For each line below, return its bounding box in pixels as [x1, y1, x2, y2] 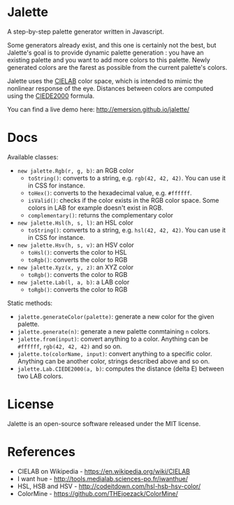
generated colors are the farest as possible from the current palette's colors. [7, 63, 228, 71]
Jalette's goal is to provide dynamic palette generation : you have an [7, 48, 204, 57]
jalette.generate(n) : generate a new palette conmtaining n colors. [17, 327, 211, 336]
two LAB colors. [17, 371, 64, 380]
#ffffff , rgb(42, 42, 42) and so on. [17, 342, 122, 350]
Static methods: [7, 299, 53, 307]
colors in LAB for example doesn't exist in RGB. [27, 204, 164, 212]
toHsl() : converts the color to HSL [27, 248, 127, 256]
